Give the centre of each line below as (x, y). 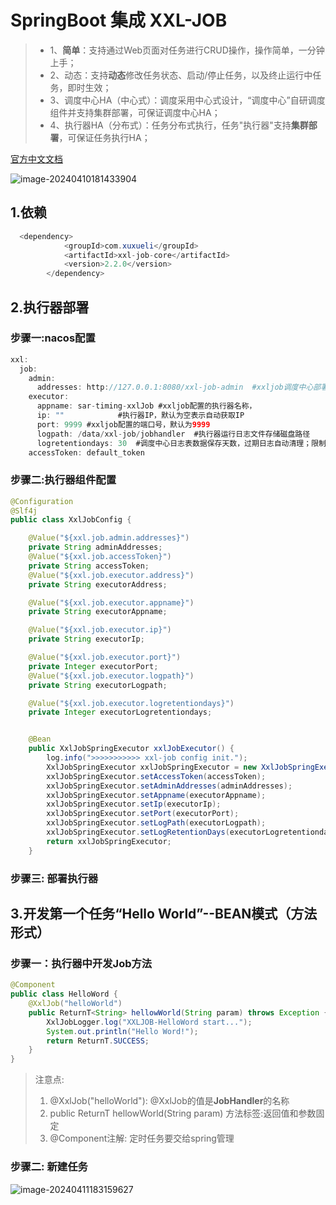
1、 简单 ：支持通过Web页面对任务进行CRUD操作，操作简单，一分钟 (187, 50)
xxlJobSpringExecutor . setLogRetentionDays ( (138, 832)
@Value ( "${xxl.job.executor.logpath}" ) (111, 676)
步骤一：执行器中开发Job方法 (81, 963)
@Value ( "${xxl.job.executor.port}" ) (105, 657)
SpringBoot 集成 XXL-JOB (119, 20)
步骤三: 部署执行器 (54, 878)
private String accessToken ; (89, 566)
